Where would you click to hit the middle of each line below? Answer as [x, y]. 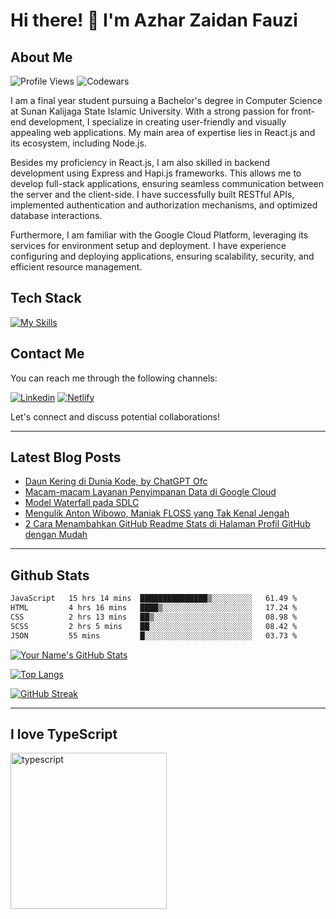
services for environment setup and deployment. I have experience [148, 245]
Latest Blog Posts [66, 457]
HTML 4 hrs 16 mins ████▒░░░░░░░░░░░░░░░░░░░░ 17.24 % [154, 608]
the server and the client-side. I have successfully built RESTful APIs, [152, 194]
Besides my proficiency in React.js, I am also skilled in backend [140, 162]
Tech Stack [46, 298]
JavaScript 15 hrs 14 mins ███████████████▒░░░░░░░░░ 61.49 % [154, 599]
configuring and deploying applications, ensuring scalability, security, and [162, 256]
